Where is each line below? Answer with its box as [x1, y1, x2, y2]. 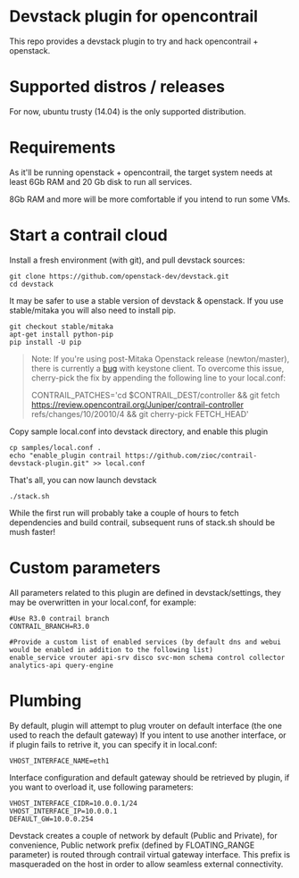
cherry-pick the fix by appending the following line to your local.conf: [30, 372, 287, 383]
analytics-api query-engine [9, 661, 114, 670]
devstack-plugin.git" [9, 458, 90, 468]
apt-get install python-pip [9, 330, 114, 339]
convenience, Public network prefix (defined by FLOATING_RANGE [9, 840, 255, 850]
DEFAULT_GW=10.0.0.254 [9, 815, 94, 824]
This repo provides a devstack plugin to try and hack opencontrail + [9, 36, 259, 46]
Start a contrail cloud [9, 225, 168, 245]
